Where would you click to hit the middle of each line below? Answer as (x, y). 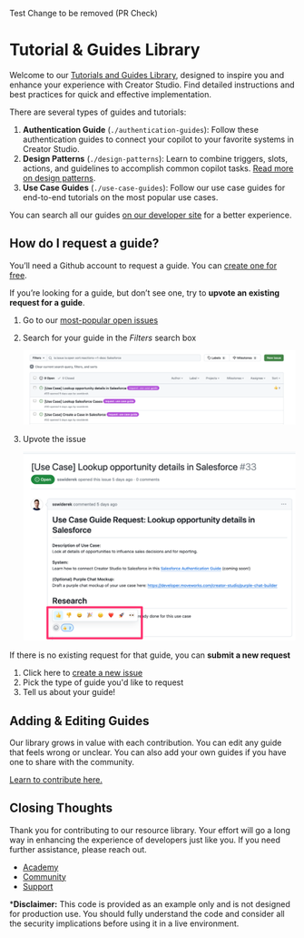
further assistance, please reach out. (78, 849)
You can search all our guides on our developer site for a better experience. (151, 215)
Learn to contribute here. (56, 779)
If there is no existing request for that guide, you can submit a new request (150, 655)
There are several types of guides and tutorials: (98, 112)
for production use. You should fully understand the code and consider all (147, 913)
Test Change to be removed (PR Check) (84, 13)
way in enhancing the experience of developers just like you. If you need (145, 840)
